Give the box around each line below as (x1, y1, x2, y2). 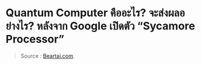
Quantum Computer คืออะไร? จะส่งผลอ (5, 6, 185, 20)
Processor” (5, 32, 65, 46)
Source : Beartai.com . (20, 52, 75, 60)
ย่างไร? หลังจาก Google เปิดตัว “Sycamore (5, 19, 196, 33)
